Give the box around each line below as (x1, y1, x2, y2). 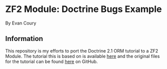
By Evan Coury (5, 20, 36, 26)
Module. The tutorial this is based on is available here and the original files (5, 53, 160, 59)
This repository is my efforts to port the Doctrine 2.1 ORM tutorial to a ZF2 (5, 47, 158, 53)
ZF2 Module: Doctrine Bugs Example (5, 3, 162, 15)
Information (5, 34, 44, 43)
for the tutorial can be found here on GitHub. (5, 58, 98, 64)
